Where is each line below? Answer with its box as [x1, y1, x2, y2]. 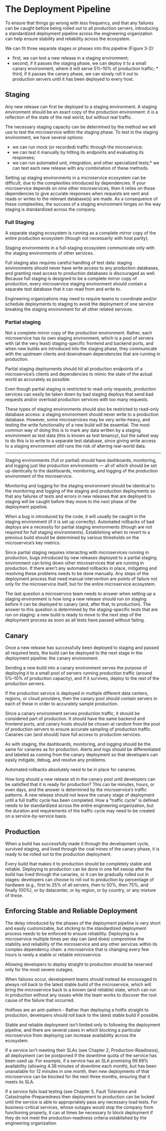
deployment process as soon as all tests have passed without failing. [5, 617, 145, 623]
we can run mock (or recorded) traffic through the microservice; [12, 144, 143, 150]
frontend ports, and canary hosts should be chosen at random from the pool [5, 721, 161, 727]
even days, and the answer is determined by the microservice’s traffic [5, 787, 147, 793]
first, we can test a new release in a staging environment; [12, 55, 129, 61]
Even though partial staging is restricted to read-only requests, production [5, 386, 157, 392]
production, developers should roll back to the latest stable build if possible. [5, 1012, 160, 1018]
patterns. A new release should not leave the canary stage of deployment [5, 792, 155, 798]
